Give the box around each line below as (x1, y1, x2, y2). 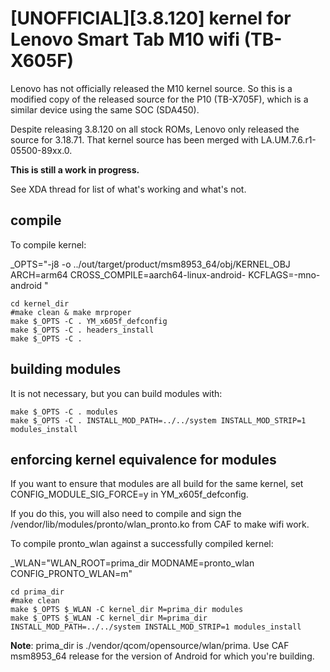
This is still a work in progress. (10, 163, 140, 176)
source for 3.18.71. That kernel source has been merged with (10, 133, 259, 146)
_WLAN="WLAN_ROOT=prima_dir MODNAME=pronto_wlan (10, 557, 255, 569)
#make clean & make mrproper (10, 307, 132, 317)
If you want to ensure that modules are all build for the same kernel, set (10, 478, 304, 490)
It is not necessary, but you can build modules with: (10, 387, 223, 399)
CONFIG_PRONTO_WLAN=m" (10, 568, 133, 580)
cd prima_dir (10, 587, 65, 597)
